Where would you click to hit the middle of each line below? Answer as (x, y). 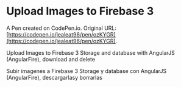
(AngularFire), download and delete (51, 59)
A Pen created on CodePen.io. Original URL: (62, 28)
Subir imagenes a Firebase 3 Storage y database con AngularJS (87, 71)
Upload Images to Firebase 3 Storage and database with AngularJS (90, 52)
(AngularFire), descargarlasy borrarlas (54, 77)
